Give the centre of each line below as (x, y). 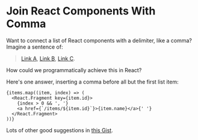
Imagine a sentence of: (35, 47)
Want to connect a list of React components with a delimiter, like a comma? (99, 40)
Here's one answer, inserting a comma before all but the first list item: (92, 82)
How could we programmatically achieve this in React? (74, 70)
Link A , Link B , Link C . (48, 58)
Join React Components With (81, 11)
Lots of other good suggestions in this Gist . (60, 130)
